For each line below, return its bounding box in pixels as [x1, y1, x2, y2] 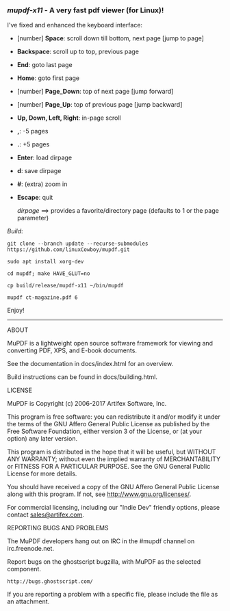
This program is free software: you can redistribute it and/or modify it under [7, 413, 220, 421]
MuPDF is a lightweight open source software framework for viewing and [7, 339, 214, 348]
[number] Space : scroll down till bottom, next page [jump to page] [16, 34, 204, 42]
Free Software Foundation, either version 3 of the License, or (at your [7, 427, 203, 436]
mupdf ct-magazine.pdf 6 [7, 294, 78, 301]
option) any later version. [7, 434, 77, 443]
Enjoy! [7, 307, 25, 315]
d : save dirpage [16, 167, 62, 175]
